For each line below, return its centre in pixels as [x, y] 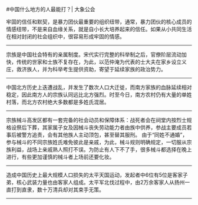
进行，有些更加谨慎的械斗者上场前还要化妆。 [60, 157]
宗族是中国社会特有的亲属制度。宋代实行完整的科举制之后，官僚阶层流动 [94, 54]
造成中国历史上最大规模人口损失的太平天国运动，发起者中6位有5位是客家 [94, 175]
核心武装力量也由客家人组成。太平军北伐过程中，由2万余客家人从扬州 [100, 182]
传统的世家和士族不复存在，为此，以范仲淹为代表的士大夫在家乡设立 [99, 62]
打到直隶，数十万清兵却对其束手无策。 [57, 190]
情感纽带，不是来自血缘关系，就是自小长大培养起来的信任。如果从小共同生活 [99, 29]
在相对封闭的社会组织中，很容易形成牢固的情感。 [65, 37]
